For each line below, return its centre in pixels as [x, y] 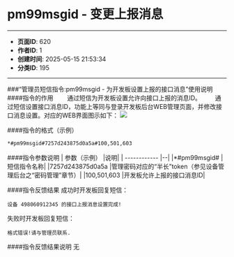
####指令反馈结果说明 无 [44, 247]
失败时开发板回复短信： [41, 218]
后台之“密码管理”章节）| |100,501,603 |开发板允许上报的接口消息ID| [109, 175]
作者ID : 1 [30, 50]
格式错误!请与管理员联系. [39, 233]
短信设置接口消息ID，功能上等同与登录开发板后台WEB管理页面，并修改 [115, 106]
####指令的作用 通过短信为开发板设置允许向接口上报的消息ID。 [104, 98]
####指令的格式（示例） [42, 130]
